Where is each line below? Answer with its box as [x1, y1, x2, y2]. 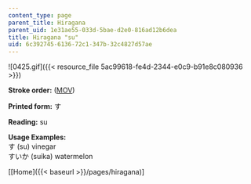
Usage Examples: [8, 132, 67, 142]
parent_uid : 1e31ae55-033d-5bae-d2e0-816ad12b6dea [8, 26, 177, 34]
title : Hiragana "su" [8, 33, 79, 41]
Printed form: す [8, 102, 61, 111]
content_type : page [8, 11, 72, 20]
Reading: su [8, 117, 49, 127]
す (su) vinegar [8, 142, 56, 151]
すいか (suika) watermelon [8, 152, 93, 161]
